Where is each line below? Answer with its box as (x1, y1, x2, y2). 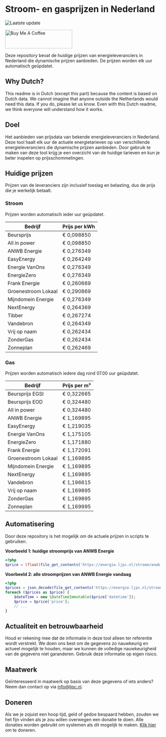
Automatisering (5, 520, 54, 528)
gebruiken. (5, 538, 27, 544)
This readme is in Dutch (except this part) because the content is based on (5, 90, 157, 96)
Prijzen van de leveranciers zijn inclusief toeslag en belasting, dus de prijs (5, 182, 156, 188)
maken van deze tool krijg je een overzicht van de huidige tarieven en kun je (5, 150, 160, 156)
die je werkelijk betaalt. (5, 187, 52, 194)
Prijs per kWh (62, 223, 95, 230)
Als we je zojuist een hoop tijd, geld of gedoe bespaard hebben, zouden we (5, 711, 159, 717)
